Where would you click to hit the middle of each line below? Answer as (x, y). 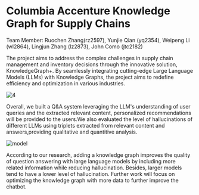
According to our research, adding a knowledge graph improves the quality (98, 155)
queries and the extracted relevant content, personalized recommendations (99, 113)
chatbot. (16, 187)
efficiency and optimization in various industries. (66, 83)
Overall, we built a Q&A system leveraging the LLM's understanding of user (98, 106)
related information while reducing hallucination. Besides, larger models (94, 168)
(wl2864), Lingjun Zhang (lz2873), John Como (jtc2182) (74, 47)
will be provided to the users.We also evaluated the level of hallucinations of (99, 119)
